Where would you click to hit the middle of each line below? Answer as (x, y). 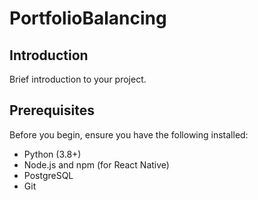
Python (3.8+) (52, 154)
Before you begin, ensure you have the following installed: (129, 134)
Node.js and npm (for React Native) (96, 164)
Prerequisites (52, 110)
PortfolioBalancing (88, 18)
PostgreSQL (48, 175)
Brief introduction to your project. (78, 79)
